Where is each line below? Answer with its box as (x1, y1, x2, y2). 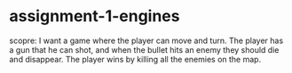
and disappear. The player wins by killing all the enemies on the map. (9, 54, 262, 64)
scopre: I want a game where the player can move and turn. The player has (9, 35, 284, 46)
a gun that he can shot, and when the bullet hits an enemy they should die (9, 44, 280, 55)
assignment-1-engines (9, 6, 180, 26)
